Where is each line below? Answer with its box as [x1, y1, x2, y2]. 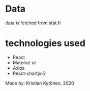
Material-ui [12, 59, 36, 66]
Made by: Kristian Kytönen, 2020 [5, 80, 75, 86]
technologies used [5, 37, 85, 49]
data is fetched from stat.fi [5, 20, 61, 26]
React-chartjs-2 [12, 70, 46, 76]
